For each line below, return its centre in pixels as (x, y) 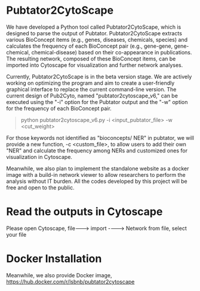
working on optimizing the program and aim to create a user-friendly (90, 83)
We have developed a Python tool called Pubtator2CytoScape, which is (94, 27)
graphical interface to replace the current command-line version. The (91, 89)
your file (16, 234)
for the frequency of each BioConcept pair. (59, 108)
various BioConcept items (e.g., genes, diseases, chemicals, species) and (97, 39)
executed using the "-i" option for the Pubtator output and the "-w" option (97, 102)
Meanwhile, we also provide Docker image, (59, 275)
